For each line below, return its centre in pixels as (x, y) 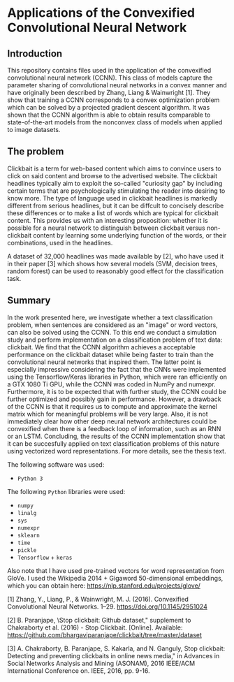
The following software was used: (56, 464)
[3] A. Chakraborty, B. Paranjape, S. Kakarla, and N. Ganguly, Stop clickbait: (116, 648)
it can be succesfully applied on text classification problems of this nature (114, 443)
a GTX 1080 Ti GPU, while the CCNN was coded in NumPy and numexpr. (111, 384)
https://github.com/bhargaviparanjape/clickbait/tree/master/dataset (105, 634)
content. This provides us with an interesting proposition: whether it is (108, 220)
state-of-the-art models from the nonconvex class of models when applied (115, 122)
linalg (27, 513)
